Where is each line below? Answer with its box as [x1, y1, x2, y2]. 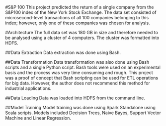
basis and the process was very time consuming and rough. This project [5, 70, 153, 76]
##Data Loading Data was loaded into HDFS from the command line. [5, 95, 146, 101]
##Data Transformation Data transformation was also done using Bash [5, 59, 150, 65]
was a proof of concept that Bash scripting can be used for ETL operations [5, 75, 158, 81]
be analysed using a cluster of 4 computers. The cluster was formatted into [5, 35, 160, 41]
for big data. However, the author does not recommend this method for [5, 80, 150, 86]
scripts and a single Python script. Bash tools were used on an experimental [5, 64, 161, 70]
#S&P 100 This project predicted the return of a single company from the [5, 4, 154, 10]
